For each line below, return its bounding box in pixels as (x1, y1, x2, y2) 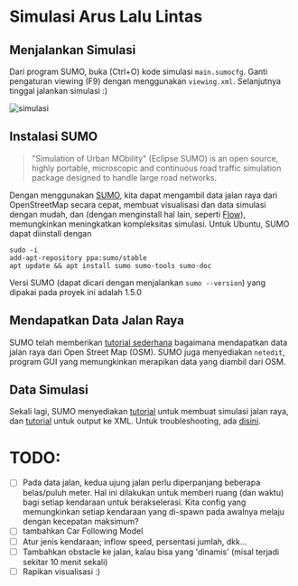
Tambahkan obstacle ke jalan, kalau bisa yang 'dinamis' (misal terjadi (22, 546, 280, 557)
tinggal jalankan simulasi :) (9, 86, 108, 96)
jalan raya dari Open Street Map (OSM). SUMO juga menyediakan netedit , (9, 346, 285, 358)
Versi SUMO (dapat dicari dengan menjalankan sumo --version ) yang (9, 277, 266, 288)
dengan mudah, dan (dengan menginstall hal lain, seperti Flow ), (9, 209, 247, 219)
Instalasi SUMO (9, 129, 98, 144)
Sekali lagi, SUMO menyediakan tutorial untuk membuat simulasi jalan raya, (9, 406, 289, 417)
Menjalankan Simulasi (9, 42, 136, 58)
